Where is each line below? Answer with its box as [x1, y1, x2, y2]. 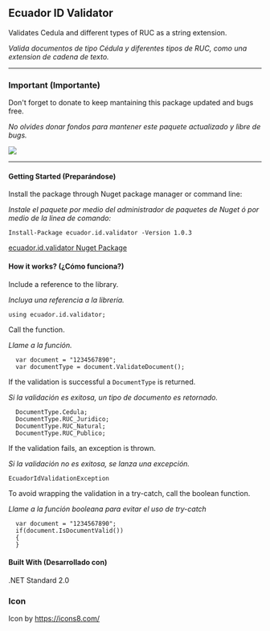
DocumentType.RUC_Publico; [15, 429, 106, 437]
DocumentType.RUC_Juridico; [15, 415, 110, 423]
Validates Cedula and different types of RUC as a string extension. [8, 27, 227, 37]
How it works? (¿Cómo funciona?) [8, 261, 125, 271]
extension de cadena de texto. [8, 51, 110, 61]
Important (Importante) [8, 80, 100, 91]
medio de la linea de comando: [8, 213, 111, 223]
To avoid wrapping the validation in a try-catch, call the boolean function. [8, 488, 251, 498]
